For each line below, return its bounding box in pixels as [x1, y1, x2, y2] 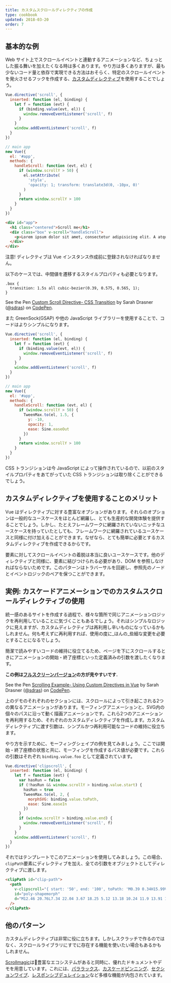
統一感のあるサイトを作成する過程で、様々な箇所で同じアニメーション [5, 611, 152, 617]
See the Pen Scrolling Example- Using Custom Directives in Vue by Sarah [5, 681, 159, 688]
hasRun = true [23, 787, 53, 792]
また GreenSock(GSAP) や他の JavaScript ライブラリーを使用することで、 [5, 315, 160, 321]
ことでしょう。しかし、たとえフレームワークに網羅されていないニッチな [9, 521, 161, 527]
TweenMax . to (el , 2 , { [23, 792, 70, 797]
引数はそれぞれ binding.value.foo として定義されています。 [9, 753, 135, 759]
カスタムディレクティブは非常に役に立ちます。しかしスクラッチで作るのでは [5, 935, 165, 942]
